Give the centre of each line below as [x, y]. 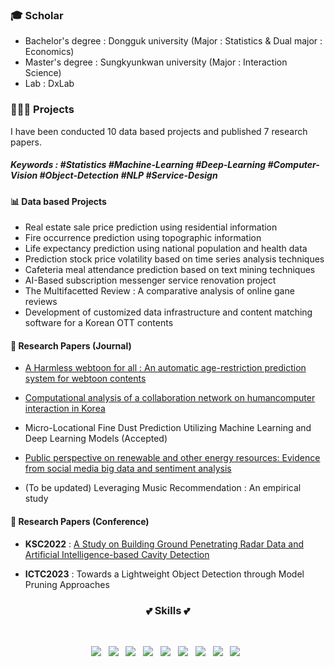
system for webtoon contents [85, 379]
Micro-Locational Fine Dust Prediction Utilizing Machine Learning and [168, 428]
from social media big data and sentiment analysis [128, 469]
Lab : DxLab [49, 84]
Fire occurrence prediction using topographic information [143, 238]
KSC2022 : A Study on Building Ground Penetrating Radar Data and [164, 544]
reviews [41, 302]
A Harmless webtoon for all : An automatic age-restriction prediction [165, 368]
